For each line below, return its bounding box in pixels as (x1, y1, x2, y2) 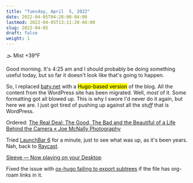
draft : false (6, 30, 38, 36)
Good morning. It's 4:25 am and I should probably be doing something (6, 65, 175, 72)
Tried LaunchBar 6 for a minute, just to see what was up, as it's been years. (6, 136, 188, 143)
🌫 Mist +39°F (6, 52, 40, 59)
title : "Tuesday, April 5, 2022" (6, 8, 91, 15)
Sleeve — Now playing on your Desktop (6, 154, 102, 161)
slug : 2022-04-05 (6, 24, 49, 31)
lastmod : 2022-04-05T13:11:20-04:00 (6, 19, 95, 25)
